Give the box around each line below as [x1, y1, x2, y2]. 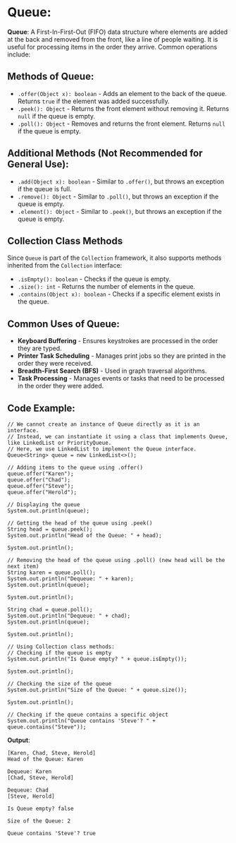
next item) [7, 563, 39, 570]
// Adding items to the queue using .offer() [7, 464, 143, 471]
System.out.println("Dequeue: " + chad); [7, 612, 131, 619]
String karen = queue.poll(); [7, 569, 97, 576]
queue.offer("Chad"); [7, 477, 71, 484]
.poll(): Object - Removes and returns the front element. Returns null [17, 119, 225, 128]
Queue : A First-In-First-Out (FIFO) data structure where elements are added [7, 28, 228, 36]
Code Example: [7, 402, 75, 414]
